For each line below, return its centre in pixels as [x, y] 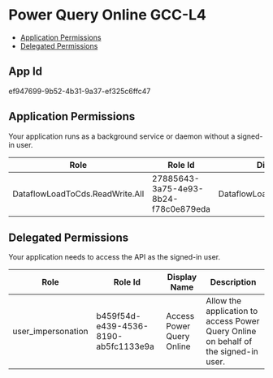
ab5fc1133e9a [125, 346]
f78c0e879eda [181, 208]
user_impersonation [50, 332]
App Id [26, 72]
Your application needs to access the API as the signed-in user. [115, 257]
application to [232, 311]
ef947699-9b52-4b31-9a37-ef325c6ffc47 [80, 91]
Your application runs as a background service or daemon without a [122, 136]
